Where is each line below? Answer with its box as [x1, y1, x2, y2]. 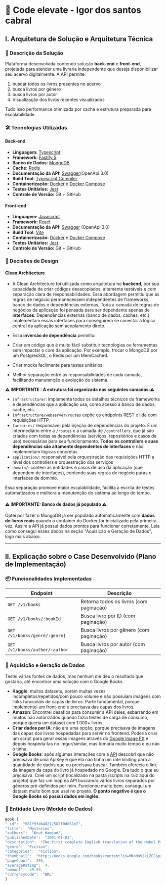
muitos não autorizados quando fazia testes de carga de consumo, [12, 714, 149, 720]
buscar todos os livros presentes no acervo [12, 81, 101, 87]
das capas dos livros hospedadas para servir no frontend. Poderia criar [12, 730, 158, 736]
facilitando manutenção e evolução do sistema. [12, 377, 109, 383]
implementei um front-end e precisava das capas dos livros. [12, 704, 135, 710]
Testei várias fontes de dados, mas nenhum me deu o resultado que [5, 673, 144, 679]
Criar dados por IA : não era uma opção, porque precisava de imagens [12, 725, 156, 731]
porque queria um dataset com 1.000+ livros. [12, 720, 104, 726]
